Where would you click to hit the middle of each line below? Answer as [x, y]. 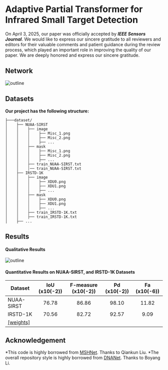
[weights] [19, 322]
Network [19, 71]
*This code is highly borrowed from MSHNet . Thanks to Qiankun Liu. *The [82, 352]
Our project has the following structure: [47, 111]
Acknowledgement [35, 340]
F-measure [84, 285]
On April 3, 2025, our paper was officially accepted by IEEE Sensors [75, 34]
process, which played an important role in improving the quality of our [78, 50]
